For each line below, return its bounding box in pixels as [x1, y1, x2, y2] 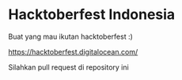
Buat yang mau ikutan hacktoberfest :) [8, 32, 133, 41]
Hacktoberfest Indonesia [8, 6, 176, 24]
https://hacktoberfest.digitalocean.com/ [8, 47, 138, 56]
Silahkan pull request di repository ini [8, 62, 129, 72]
